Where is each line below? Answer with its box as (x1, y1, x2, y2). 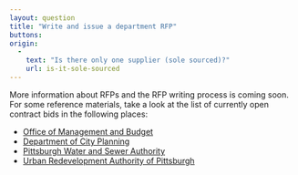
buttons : (9, 30, 43, 39)
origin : (9, 38, 39, 48)
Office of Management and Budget (22, 126, 153, 137)
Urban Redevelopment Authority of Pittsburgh (22, 155, 195, 166)
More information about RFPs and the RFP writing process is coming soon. (9, 88, 290, 100)
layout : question (9, 13, 76, 23)
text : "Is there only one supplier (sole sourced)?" (26, 56, 231, 65)
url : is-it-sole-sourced (26, 65, 120, 74)
